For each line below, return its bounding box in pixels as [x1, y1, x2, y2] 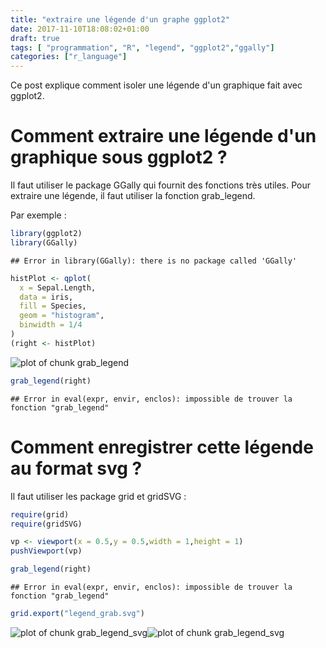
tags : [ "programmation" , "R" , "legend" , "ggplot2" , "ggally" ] [10, 42, 275, 53]
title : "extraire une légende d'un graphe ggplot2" [10, 14, 230, 25]
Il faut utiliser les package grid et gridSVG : [10, 490, 187, 502]
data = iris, [19, 292, 74, 302]
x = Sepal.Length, [19, 282, 97, 293]
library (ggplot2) [10, 229, 83, 239]
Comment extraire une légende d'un [10, 125, 317, 148]
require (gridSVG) [10, 519, 83, 529]
